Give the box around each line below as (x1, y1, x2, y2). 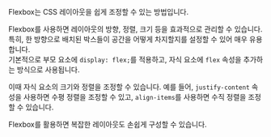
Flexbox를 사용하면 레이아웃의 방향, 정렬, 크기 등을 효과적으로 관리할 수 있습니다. (8, 24, 263, 34)
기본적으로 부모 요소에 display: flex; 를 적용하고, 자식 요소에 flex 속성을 (8, 55, 242, 64)
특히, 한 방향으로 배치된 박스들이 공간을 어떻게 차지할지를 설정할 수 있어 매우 (8, 35, 248, 44)
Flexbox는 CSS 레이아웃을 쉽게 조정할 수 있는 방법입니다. (8, 7, 188, 16)
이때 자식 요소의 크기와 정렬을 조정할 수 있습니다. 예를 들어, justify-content (8, 82, 250, 92)
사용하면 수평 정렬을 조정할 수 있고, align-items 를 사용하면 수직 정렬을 (23, 92, 247, 101)
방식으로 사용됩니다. (16, 65, 80, 75)
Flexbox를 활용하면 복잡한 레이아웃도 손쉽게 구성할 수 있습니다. (8, 120, 208, 129)
